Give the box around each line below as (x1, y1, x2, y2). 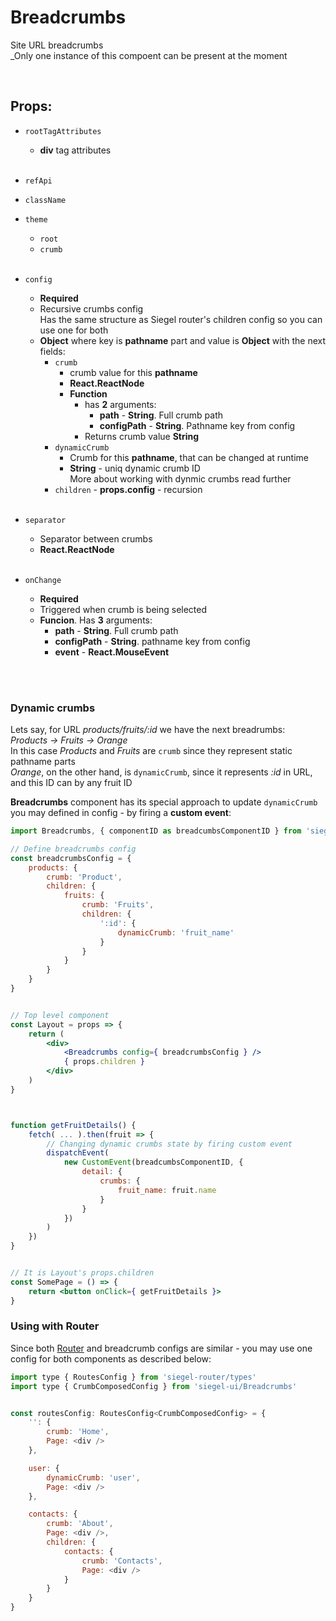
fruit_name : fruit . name (117, 1185, 217, 1195)
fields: (39, 345, 66, 357)
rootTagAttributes (24, 126, 102, 136)
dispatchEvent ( (46, 1148, 110, 1158)
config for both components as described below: (10, 1352, 212, 1365)
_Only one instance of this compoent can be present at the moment (10, 49, 288, 61)
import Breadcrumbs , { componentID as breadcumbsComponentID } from (10, 826, 302, 836)
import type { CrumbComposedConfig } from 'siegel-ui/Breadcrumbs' (10, 1381, 298, 1391)
